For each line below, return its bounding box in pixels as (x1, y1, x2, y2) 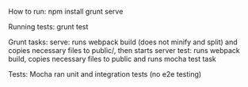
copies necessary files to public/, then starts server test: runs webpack (8, 46, 240, 55)
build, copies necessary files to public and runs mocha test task (8, 55, 216, 63)
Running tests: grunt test (8, 22, 89, 31)
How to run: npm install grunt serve (8, 7, 124, 16)
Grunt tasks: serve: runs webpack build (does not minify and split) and (8, 37, 238, 47)
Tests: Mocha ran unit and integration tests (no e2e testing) (8, 70, 202, 78)
